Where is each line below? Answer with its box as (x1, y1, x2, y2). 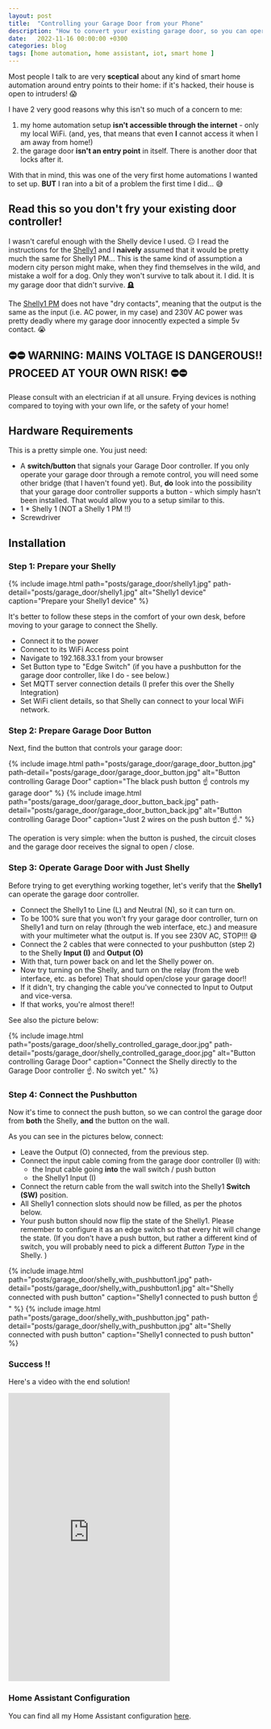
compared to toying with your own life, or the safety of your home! (8, 400, 229, 410)
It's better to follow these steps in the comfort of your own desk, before (8, 612, 246, 621)
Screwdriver (19, 513, 61, 523)
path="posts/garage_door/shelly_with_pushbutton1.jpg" (8, 1275, 193, 1285)
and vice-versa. (19, 990, 73, 1000)
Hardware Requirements (8, 424, 134, 438)
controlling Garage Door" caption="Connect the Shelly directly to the (8, 1057, 238, 1066)
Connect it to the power (19, 636, 99, 646)
